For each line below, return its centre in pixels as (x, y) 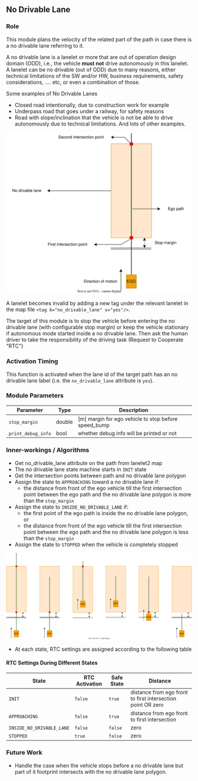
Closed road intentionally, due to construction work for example (92, 105)
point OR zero (147, 705)
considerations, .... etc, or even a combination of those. (73, 82)
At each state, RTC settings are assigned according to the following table (103, 649)
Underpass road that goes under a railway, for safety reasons (89, 111)
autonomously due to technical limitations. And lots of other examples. (100, 124)
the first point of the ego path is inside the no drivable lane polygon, (106, 513)
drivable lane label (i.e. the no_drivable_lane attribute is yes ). (80, 380)
